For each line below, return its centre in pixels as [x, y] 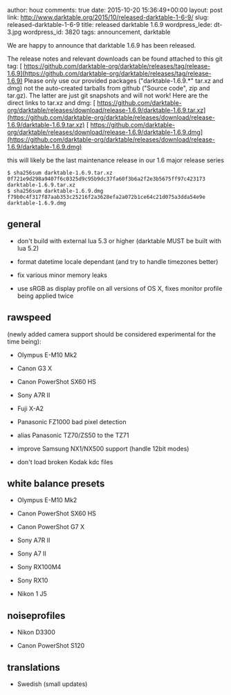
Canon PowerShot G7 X [51, 527]
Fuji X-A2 [30, 408]
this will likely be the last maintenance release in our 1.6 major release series [116, 160]
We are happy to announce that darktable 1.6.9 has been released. [102, 45]
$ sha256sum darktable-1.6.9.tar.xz [60, 173]
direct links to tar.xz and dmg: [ [51, 103]
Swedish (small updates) [52, 684]
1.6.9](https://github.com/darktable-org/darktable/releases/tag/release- [110, 73]
